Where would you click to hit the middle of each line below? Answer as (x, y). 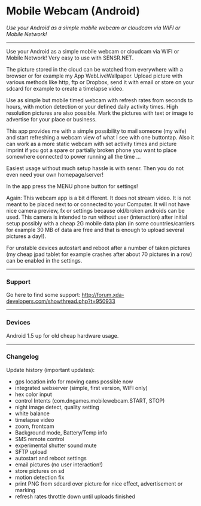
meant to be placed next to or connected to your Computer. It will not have (98, 204)
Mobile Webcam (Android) (73, 11)
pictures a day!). (26, 236)
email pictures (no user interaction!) (59, 465)
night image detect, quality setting (57, 407)
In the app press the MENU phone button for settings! (72, 186)
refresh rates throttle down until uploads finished (75, 496)
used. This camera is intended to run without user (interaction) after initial (97, 217)
